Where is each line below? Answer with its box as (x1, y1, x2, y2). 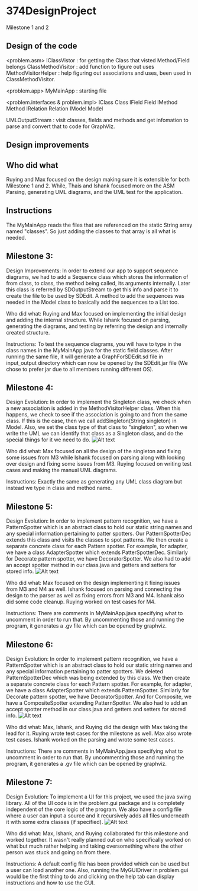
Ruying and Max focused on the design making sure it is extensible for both (6, 176, 190, 183)
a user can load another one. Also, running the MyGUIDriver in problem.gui (6, 866, 189, 873)
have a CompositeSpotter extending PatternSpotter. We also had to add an (6, 699, 188, 707)
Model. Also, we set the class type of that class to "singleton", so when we (6, 424, 188, 431)
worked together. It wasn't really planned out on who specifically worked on (6, 836, 191, 843)
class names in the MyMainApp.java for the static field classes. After (6, 346, 173, 354)
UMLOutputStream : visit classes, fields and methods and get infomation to (6, 116, 189, 123)
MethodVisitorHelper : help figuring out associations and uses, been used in (6, 69, 191, 77)
